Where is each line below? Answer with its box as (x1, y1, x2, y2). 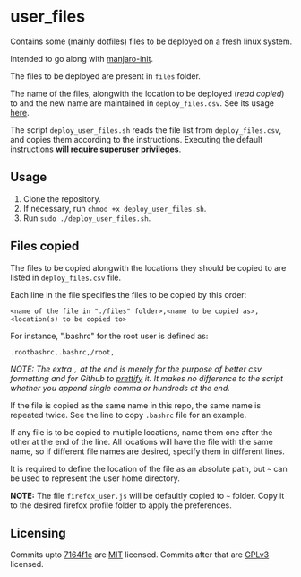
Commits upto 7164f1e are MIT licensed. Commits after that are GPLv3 (10, 549, 270, 560)
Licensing (10, 525, 66, 540)
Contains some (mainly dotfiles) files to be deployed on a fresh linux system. (10, 36, 293, 47)
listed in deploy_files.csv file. (10, 272, 122, 283)
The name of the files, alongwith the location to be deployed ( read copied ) (10, 88, 285, 99)
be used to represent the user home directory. (10, 473, 180, 484)
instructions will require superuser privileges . (10, 144, 182, 154)
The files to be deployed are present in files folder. (10, 70, 201, 82)
